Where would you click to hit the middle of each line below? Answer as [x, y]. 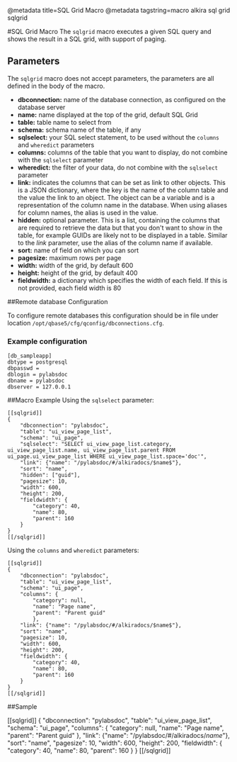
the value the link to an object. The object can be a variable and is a [116, 197]
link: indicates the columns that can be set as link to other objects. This [122, 182]
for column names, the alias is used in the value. [88, 213]
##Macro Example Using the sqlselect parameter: [81, 400]
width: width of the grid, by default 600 [75, 265]
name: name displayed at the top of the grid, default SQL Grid [108, 114]
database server [41, 107]
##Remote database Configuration [58, 301]
